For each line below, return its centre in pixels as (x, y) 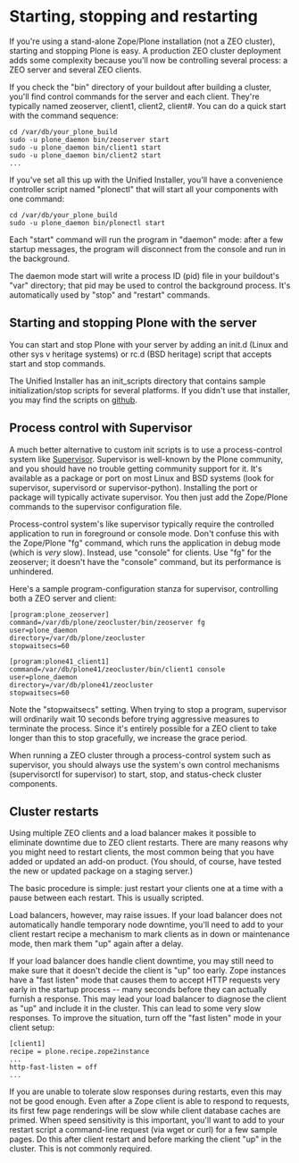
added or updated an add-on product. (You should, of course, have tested (145, 862)
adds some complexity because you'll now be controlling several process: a (149, 60)
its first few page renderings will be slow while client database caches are (145, 1111)
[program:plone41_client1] (59, 662)
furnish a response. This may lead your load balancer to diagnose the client (148, 999)
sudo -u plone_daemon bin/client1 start (86, 147)
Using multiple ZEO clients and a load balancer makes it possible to (133, 833)
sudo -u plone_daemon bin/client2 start (86, 155)
